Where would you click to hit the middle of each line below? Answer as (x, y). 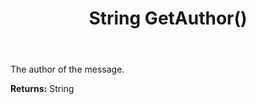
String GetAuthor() (168, 18)
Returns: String (42, 89)
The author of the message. (67, 69)
